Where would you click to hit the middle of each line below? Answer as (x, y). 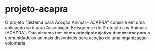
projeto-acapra (37, 9)
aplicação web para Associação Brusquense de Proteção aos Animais (76, 27)
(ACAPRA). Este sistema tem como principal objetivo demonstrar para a (77, 33)
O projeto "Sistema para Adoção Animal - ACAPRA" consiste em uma (75, 22)
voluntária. (16, 43)
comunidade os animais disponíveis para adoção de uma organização (76, 38)
